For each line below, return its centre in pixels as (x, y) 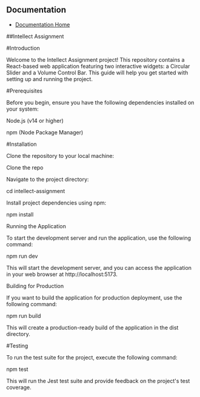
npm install (20, 214)
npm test (17, 369)
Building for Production (35, 286)
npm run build (24, 316)
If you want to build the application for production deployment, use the (94, 297)
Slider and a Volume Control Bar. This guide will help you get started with (97, 73)
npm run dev (22, 256)
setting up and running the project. (49, 79)
